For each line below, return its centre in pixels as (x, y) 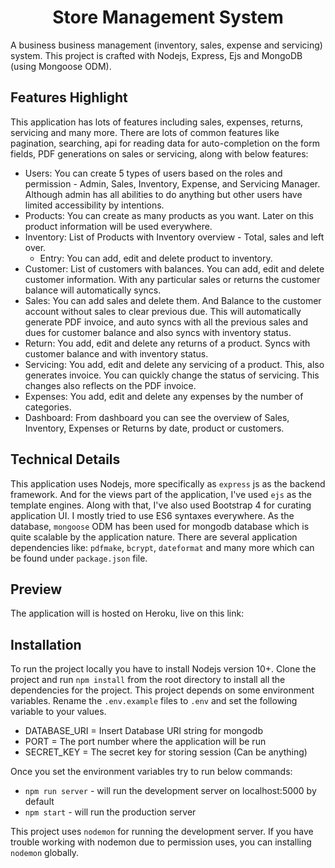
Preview (36, 589)
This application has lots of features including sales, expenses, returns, (157, 122)
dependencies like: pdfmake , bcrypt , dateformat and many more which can (162, 547)
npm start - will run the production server (110, 812)
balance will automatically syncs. (93, 290)
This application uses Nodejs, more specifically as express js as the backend (168, 483)
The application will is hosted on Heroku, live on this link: (127, 613)
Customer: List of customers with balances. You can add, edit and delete (174, 268)
